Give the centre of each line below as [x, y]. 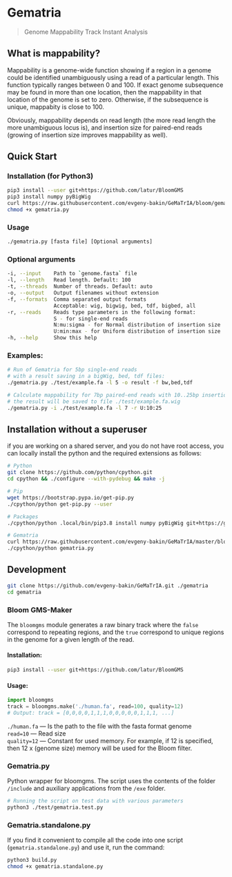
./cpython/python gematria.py [51, 549]
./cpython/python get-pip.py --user [60, 504]
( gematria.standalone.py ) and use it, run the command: [86, 847]
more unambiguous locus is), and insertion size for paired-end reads [105, 127]
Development [37, 570]
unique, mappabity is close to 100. [56, 107]
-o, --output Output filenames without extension [83, 293]
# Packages [23, 516]
